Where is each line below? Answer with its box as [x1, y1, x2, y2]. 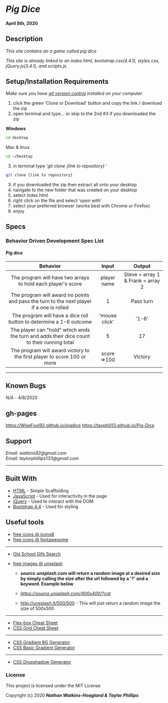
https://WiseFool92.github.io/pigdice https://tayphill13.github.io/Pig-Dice [5, 422, 155, 428]
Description [5, 35, 43, 43]
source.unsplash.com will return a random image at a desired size [20, 570, 160, 576]
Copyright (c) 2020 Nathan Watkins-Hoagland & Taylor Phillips [5, 692, 139, 698]
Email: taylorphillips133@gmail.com [5, 455, 79, 461]
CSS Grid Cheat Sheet [12, 625, 59, 631]
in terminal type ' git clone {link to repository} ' [12, 163, 108, 169]
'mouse [99, 312, 117, 319]
